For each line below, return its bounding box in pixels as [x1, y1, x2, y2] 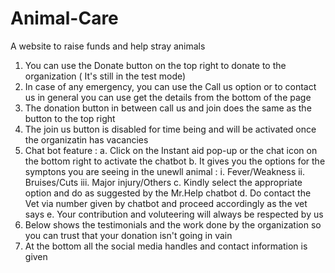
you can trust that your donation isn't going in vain [24, 229, 233, 241]
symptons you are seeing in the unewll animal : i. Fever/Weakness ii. [24, 165, 306, 177]
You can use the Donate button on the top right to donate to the [24, 59, 287, 71]
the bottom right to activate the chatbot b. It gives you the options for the [24, 155, 326, 167]
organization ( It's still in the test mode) [24, 70, 187, 82]
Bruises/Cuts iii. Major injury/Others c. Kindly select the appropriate [24, 176, 303, 188]
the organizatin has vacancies [24, 133, 149, 146]
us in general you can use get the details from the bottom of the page [24, 91, 312, 103]
